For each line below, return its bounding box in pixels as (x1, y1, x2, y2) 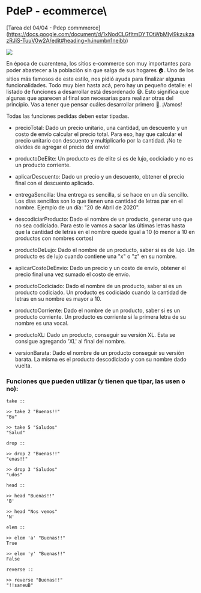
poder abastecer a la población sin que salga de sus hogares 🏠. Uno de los (6, 66, 194, 73)
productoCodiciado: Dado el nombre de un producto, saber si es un (14, 282, 182, 289)
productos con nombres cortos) (14, 235, 94, 242)
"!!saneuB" (6, 582, 34, 589)
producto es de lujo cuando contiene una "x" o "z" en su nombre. (14, 253, 177, 260)
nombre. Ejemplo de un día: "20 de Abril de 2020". (14, 203, 140, 211)
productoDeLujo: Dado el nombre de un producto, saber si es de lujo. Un (14, 246, 195, 253)
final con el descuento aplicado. (14, 179, 94, 186)
